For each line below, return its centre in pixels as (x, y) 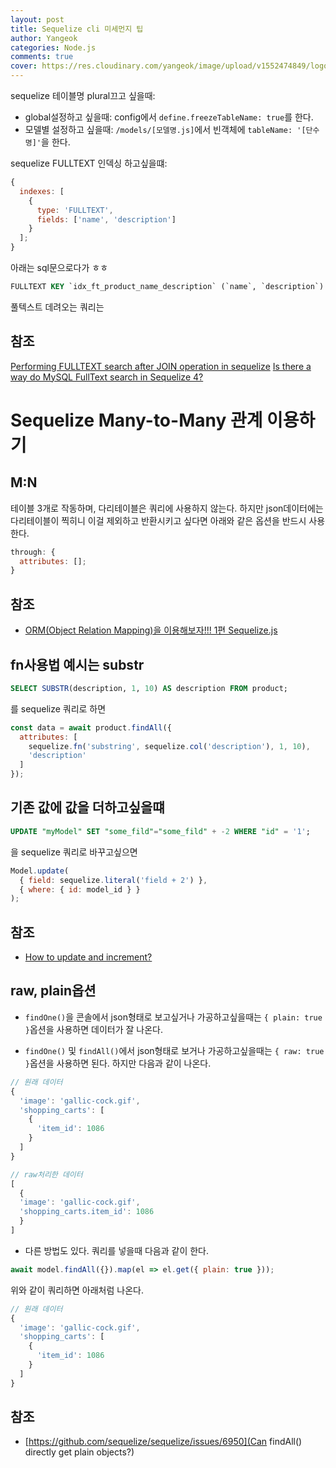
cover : (24, 66)
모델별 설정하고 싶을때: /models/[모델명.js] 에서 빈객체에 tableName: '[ (165, 129)
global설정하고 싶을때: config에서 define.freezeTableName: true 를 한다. (169, 117)
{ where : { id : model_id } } (80, 889)
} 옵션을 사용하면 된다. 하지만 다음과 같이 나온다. (118, 1063)
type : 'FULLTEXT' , (75, 210)
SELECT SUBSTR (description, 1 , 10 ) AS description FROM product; (149, 688)
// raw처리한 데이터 (46, 1174)
